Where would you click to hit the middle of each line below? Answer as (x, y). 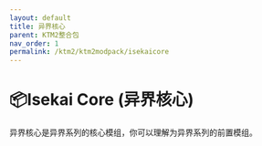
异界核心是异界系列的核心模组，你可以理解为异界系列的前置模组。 (133, 132)
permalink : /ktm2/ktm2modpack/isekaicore (89, 52)
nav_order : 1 (34, 43)
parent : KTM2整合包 (44, 35)
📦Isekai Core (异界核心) (102, 100)
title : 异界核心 (37, 26)
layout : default (40, 18)
